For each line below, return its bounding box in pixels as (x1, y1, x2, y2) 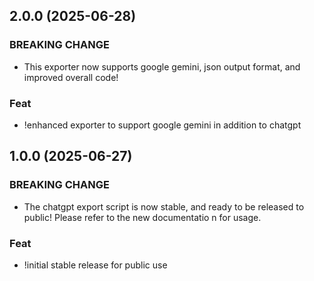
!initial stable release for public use (23, 259, 168, 271)
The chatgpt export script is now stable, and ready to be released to (23, 200, 305, 213)
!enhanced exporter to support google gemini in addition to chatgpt (23, 119, 302, 131)
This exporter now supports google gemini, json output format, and (23, 60, 301, 73)
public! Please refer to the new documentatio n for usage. (23, 211, 262, 223)
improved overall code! (23, 71, 119, 83)
